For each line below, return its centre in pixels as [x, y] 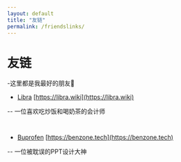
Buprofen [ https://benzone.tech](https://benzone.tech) [95, 137]
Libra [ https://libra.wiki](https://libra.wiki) [76, 97]
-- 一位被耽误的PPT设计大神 [47, 152]
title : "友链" [27, 20]
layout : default [30, 13]
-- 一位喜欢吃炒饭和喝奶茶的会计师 [56, 111]
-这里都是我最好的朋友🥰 [41, 83]
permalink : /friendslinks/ [46, 26]
